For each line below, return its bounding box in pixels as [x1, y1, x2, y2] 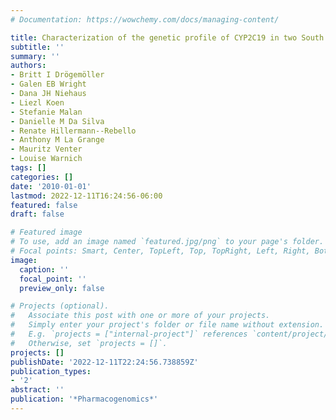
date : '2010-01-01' [10, 181, 92, 191]
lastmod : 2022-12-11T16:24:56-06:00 [10, 191, 163, 201]
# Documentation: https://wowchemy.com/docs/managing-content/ [10, 14, 280, 25]
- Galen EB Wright [10, 79, 87, 90]
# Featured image [10, 227, 83, 238]
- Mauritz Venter [10, 144, 83, 155]
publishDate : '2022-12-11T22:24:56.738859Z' [10, 357, 199, 367]
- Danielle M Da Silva [10, 116, 105, 126]
